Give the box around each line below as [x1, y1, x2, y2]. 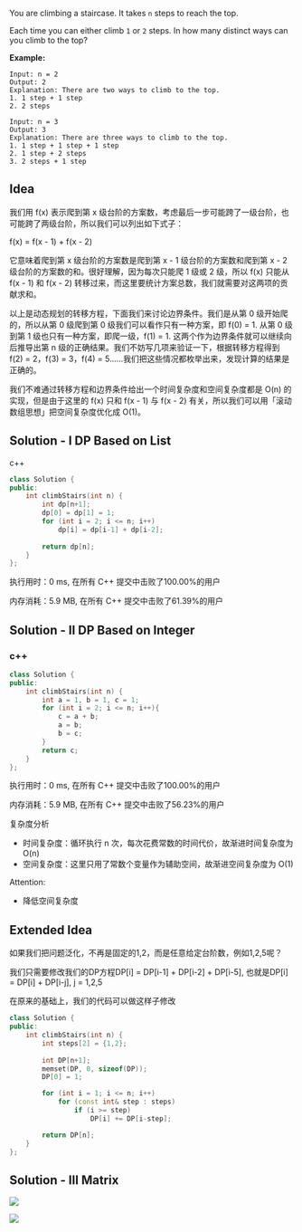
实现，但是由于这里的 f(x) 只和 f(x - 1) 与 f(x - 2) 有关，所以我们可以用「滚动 [9, 395, 292, 406]
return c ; [42, 746, 79, 755]
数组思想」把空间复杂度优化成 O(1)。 [9, 406, 146, 417]
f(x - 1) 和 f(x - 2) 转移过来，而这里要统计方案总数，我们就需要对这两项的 [9, 277, 280, 288]
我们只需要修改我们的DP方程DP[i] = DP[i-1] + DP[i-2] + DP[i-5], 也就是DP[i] [9, 967, 289, 978]
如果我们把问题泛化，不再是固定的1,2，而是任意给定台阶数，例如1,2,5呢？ [9, 948, 283, 959]
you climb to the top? [9, 35, 89, 45]
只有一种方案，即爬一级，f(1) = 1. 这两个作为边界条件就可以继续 [48, 330, 285, 341]
